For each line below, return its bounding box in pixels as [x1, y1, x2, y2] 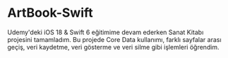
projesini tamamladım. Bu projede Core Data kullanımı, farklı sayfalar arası [7, 35, 222, 43]
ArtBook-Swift [7, 5, 93, 21]
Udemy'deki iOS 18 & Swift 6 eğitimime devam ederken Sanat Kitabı [7, 28, 204, 36]
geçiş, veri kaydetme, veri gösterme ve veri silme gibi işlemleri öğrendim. [7, 43, 220, 51]
